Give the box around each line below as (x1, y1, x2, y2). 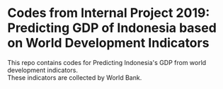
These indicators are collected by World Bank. (7, 73, 142, 82)
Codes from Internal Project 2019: (7, 5, 210, 21)
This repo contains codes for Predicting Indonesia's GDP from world (7, 58, 207, 66)
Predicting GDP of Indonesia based (7, 20, 217, 36)
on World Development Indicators (7, 35, 210, 51)
